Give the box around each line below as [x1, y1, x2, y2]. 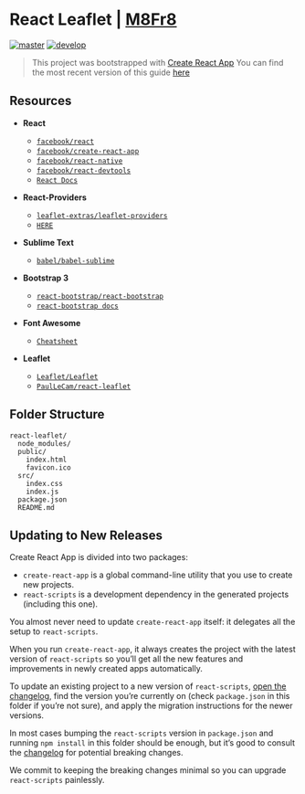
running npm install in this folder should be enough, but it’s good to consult [9, 737, 295, 748]
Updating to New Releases [9, 527, 163, 543]
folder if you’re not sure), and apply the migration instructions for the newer [9, 700, 294, 712]
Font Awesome [22, 317, 81, 328]
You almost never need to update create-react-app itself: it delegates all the [9, 617, 296, 628]
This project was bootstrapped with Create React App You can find [31, 57, 284, 68]
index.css [26, 479, 64, 488]
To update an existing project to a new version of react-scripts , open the [9, 681, 287, 692]
